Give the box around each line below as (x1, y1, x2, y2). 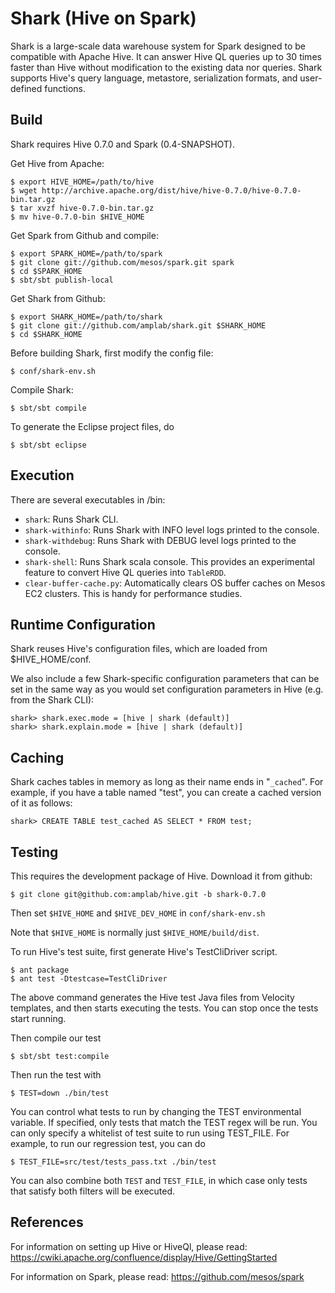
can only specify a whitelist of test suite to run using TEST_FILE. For (10, 1127, 290, 1139)
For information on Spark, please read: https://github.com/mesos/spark (10, 1270, 305, 1282)
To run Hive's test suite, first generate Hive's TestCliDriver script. (10, 946, 278, 957)
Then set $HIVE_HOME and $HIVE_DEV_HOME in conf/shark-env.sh (10, 907, 266, 919)
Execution (10, 467, 75, 484)
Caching (10, 749, 65, 766)
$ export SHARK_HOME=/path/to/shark (10, 312, 163, 322)
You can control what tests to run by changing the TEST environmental (10, 1106, 302, 1117)
